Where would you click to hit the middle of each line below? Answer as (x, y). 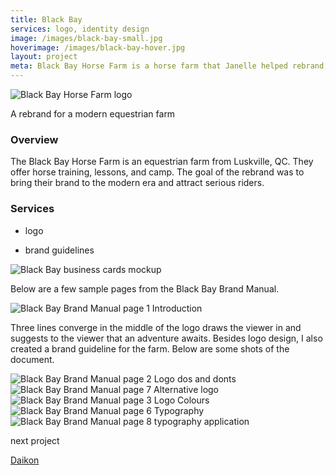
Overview (34, 139)
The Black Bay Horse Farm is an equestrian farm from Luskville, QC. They (162, 162)
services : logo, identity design (80, 29)
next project (35, 440)
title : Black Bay (46, 19)
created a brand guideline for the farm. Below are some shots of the (150, 348)
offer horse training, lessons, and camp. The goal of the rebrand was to (157, 172)
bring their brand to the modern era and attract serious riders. (137, 183)
